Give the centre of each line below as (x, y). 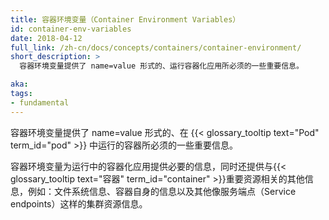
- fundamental (40, 102)
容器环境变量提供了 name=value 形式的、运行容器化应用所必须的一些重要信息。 (161, 66)
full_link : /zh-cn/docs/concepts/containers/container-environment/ (156, 47)
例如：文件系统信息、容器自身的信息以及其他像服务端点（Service (162, 191)
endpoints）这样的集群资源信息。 (79, 203)
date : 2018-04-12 (46, 38)
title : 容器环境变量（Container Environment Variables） (125, 19)
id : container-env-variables (71, 29)
